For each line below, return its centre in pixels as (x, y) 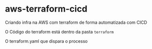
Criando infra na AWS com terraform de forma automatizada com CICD (76, 22)
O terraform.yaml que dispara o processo (46, 41)
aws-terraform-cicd (46, 9)
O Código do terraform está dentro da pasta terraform (59, 32)
